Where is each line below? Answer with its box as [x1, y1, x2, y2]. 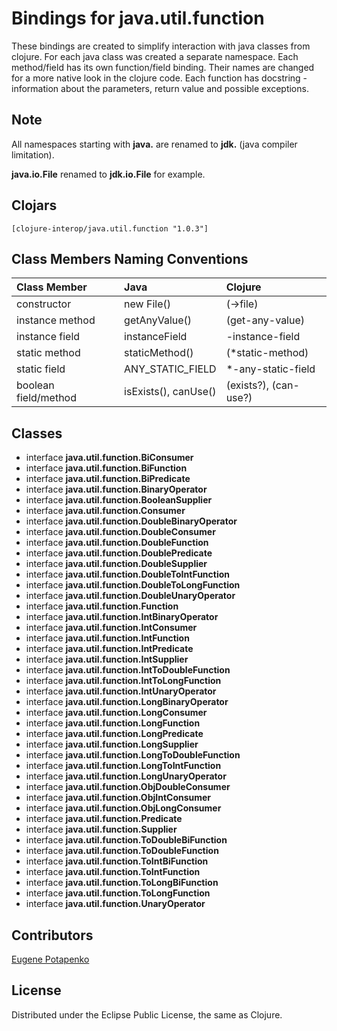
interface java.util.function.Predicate [25, 813, 183, 825]
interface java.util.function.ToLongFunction [25, 887, 211, 899]
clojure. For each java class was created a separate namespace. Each [11, 50, 299, 62]
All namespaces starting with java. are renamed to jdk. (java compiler [11, 138, 298, 150]
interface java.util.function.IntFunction [25, 632, 190, 644]
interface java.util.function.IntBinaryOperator [25, 611, 219, 623]
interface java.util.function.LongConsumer [25, 707, 208, 719]
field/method [16, 391, 77, 405]
